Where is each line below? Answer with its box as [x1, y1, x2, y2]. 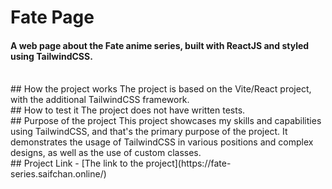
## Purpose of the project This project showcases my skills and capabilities [10, 115, 322, 127]
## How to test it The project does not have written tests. [10, 104, 246, 116]
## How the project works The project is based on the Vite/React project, [10, 83, 312, 95]
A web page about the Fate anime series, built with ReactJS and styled [10, 39, 310, 51]
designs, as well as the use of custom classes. [10, 147, 202, 159]
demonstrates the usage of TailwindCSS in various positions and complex [10, 136, 314, 148]
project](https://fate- [145, 157, 232, 170]
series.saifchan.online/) [10, 168, 107, 180]
